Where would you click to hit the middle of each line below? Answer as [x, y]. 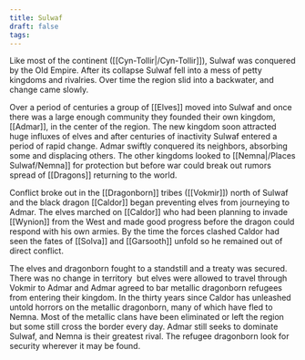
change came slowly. [49, 90]
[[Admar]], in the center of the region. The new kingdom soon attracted [143, 127]
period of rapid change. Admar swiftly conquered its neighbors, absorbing [149, 146]
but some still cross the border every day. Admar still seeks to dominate [144, 327]
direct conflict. [36, 251]
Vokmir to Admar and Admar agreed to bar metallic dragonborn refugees [146, 288]
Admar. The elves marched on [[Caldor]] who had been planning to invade [149, 212]
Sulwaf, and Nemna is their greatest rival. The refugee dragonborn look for [149, 336]
